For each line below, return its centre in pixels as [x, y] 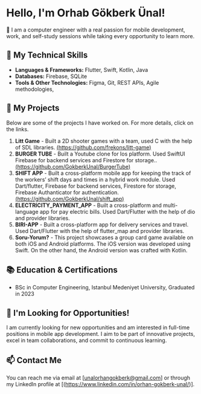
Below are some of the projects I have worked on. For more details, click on [100, 123]
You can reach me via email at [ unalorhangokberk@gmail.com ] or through [98, 378]
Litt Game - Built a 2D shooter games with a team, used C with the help [104, 141]
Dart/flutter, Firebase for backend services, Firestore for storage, [96, 186]
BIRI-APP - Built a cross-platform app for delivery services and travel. [102, 225]
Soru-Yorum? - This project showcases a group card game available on [104, 237]
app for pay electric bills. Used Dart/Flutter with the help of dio [117, 211]
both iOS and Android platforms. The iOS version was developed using [103, 244]
